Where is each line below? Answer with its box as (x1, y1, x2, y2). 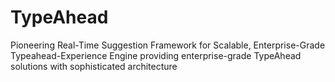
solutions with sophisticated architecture (10, 60, 178, 72)
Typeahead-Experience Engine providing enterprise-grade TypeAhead (10, 49, 302, 61)
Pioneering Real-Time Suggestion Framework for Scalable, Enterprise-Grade (10, 39, 326, 51)
